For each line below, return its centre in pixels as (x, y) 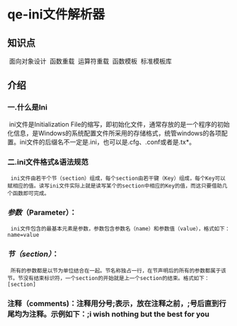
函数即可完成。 (31, 193)
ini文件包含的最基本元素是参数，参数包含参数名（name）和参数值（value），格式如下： (120, 229)
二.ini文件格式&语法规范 (48, 162)
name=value (23, 235)
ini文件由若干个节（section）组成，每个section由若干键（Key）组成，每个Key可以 (118, 178)
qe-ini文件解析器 (56, 14)
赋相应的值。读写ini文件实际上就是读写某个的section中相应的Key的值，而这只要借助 (115, 186)
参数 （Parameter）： (42, 212)
